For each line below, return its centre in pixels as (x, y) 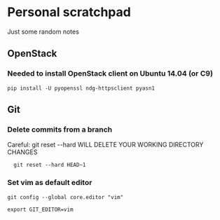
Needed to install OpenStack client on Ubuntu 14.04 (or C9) (110, 74)
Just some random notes (43, 32)
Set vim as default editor (50, 183)
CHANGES (22, 152)
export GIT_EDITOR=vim (40, 209)
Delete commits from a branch (60, 129)
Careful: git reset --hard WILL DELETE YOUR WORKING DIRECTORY (105, 145)
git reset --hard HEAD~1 (50, 165)
